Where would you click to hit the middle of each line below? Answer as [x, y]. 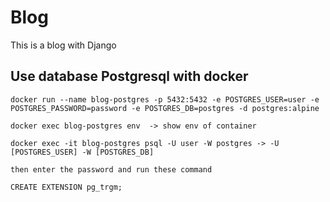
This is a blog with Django [63, 45]
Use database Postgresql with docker [129, 76]
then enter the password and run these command [111, 169]
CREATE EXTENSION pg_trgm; [66, 187]
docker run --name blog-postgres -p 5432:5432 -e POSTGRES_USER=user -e [165, 99]
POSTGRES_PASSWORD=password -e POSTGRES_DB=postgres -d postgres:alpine [165, 108]
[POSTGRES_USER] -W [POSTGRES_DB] [82, 152]
